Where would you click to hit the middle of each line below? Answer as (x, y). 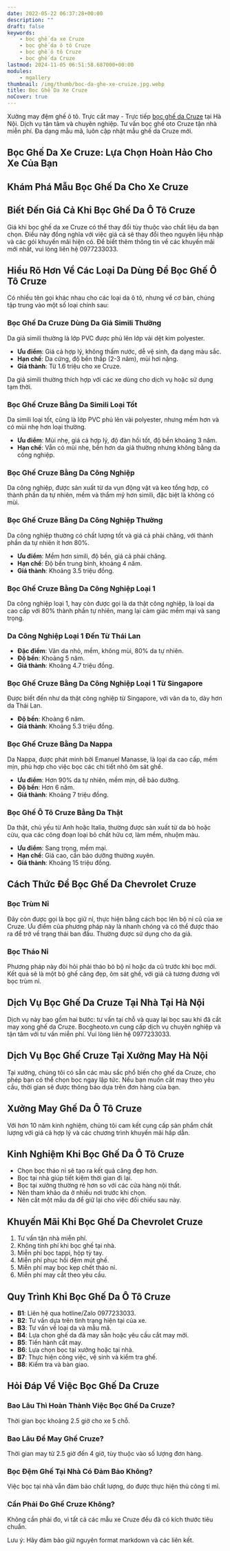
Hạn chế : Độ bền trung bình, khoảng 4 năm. (80, 563)
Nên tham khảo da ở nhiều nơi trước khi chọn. (82, 1193)
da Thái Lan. (25, 706)
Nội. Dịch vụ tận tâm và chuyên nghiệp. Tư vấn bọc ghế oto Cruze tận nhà (112, 124)
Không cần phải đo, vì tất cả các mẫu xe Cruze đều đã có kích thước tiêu (110, 1519)
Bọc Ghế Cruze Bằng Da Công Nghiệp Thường (85, 520)
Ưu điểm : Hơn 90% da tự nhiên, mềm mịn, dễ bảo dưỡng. (98, 780)
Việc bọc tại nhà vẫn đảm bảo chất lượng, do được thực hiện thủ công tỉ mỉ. (114, 1486)
